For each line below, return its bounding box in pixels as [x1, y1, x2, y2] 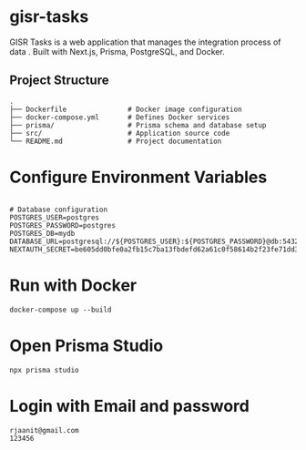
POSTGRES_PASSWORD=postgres [9, 220, 117, 230]
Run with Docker [9, 275, 138, 295]
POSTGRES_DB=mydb [9, 229, 76, 238]
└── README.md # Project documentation [9, 137, 222, 146]
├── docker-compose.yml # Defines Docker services [9, 112, 230, 122]
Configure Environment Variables [9, 167, 268, 188]
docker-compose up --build [9, 305, 112, 314]
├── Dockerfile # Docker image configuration [9, 105, 243, 114]
